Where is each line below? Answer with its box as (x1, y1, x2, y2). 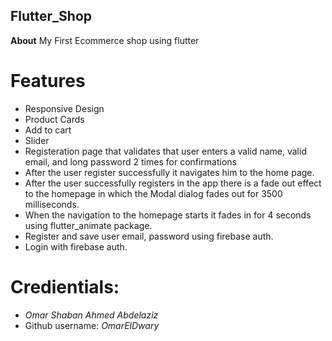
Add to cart (24, 124, 72, 136)
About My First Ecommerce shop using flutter (10, 34, 200, 46)
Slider (24, 134, 50, 146)
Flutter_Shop (10, 8, 93, 25)
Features (10, 70, 86, 92)
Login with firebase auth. (24, 240, 128, 253)
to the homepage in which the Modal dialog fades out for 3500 (24, 187, 283, 199)
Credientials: (10, 275, 120, 298)
